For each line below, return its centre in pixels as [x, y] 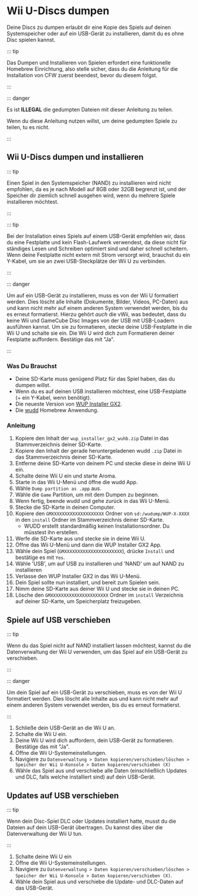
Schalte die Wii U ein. [41, 734]
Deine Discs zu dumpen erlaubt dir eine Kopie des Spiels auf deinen [89, 27]
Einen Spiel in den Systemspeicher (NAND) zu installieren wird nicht [89, 183]
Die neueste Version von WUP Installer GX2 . [68, 404]
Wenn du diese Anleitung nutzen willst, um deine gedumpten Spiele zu [92, 121]
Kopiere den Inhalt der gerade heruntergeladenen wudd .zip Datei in [98, 451]
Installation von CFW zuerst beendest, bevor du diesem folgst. [82, 75]
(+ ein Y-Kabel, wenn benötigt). [53, 398]
